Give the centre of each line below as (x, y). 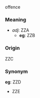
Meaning (16, 20)
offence (13, 7)
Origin (13, 48)
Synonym (16, 71)
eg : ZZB (27, 36)
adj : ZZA (20, 30)
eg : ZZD (13, 82)
